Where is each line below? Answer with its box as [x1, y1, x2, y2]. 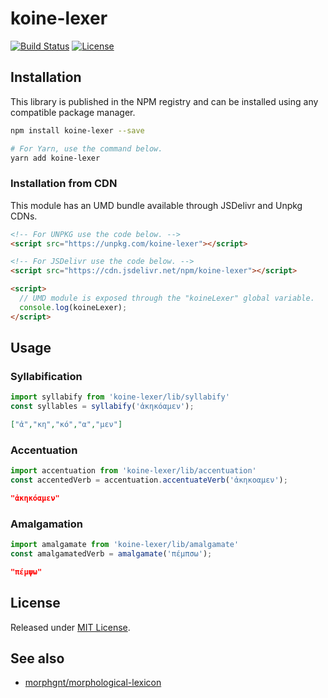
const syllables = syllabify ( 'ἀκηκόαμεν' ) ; [10, 402, 195, 412]
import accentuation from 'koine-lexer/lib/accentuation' [10, 466, 257, 476]
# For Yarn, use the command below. [10, 143, 163, 154]
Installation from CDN [10, 177, 118, 191]
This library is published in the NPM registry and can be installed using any [10, 95, 319, 107]
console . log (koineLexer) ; [19, 302, 128, 312]
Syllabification [10, 369, 83, 383]
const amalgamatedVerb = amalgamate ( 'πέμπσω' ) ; [10, 549, 213, 559]
